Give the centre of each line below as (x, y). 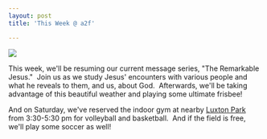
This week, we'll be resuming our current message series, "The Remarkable (134, 68)
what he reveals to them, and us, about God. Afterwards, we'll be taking (128, 85)
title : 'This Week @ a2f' (51, 23)
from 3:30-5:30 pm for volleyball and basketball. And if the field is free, (127, 118)
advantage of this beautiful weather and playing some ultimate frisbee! (125, 94)
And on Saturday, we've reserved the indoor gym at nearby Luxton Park (127, 109)
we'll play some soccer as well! (60, 126)
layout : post (30, 16)
